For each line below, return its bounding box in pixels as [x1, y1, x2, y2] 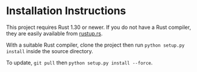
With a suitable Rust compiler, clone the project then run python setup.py [6, 41, 185, 48]
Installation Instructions [6, 4, 126, 18]
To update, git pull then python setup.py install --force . [6, 59, 153, 66]
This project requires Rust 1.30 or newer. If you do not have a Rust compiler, [6, 24, 191, 31]
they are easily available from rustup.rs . [6, 30, 103, 37]
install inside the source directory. [6, 47, 94, 54]
